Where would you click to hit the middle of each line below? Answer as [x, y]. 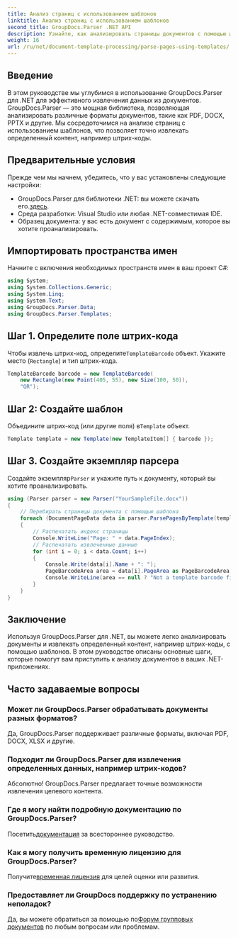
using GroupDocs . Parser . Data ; [52, 307]
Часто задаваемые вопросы [74, 689]
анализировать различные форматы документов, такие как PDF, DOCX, [116, 115]
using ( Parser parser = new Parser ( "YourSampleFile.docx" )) [98, 498]
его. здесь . [33, 206]
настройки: [24, 184]
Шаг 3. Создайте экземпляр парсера [93, 461]
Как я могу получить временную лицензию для [94, 852]
